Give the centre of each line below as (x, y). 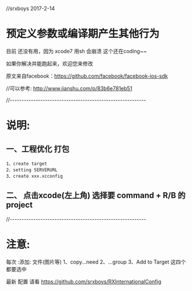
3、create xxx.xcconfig (34, 176)
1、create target (27, 164)
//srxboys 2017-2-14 (31, 8)
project (20, 205)
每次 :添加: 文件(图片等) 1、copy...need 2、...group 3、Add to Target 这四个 (96, 262)
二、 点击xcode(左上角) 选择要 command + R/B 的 (96, 195)
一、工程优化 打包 (38, 149)
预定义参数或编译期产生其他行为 (83, 34)
